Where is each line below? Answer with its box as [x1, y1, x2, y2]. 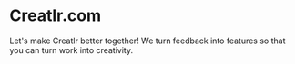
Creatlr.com [9, 5, 102, 26]
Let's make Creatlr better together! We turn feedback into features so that [9, 35, 286, 46]
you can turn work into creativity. [9, 44, 134, 55]
